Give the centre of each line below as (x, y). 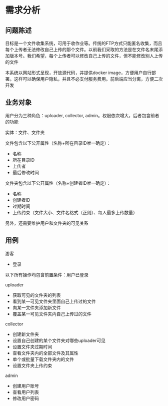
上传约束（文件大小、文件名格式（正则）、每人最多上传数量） (75, 212)
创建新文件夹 (25, 334)
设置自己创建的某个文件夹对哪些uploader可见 (59, 340)
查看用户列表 (25, 392)
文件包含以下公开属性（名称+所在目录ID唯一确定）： (58, 143)
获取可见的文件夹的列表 (36, 295)
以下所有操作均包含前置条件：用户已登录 (47, 275)
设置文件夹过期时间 (32, 346)
